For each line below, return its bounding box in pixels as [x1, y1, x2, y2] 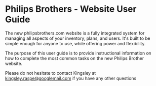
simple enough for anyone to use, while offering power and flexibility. [5, 40, 146, 46]
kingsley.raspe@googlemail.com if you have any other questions [5, 75, 137, 81]
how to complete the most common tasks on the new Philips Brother [5, 55, 144, 61]
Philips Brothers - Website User [5, 3, 137, 15]
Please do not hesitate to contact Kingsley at [5, 70, 96, 76]
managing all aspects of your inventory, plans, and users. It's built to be [5, 35, 151, 41]
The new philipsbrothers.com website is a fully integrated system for [5, 30, 145, 36]
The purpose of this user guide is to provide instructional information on [5, 50, 152, 56]
